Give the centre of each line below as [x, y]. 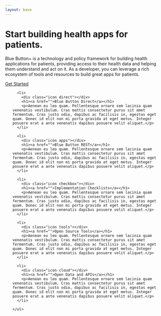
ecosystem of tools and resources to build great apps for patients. [72, 74]
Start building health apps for [67, 34]
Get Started [17, 84]
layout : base [19, 10]
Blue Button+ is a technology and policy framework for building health [76, 58]
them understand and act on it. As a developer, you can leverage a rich [77, 69]
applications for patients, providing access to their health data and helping [81, 64]
